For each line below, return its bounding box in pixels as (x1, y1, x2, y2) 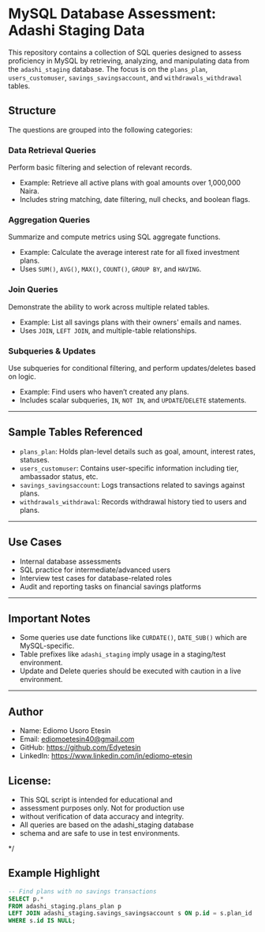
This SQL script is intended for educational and (19, 795, 174, 804)
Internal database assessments (19, 556, 121, 566)
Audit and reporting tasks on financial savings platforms (19, 582, 202, 591)
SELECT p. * (8, 895, 44, 903)
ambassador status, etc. (19, 471, 99, 481)
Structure (8, 104, 57, 118)
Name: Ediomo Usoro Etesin (19, 726, 111, 735)
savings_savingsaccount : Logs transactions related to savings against (19, 480, 245, 489)
